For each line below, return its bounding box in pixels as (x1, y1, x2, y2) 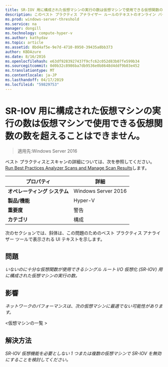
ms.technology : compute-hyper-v (5, 31, 72, 36)
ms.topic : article (5, 40, 43, 45)
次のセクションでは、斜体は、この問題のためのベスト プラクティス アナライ (5, 229, 161, 236)
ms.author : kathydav (5, 36, 48, 41)
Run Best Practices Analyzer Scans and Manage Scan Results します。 (5, 165, 149, 171)
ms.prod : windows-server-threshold (5, 17, 79, 22)
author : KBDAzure (5, 49, 41, 54)
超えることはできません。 (40, 130, 145, 142)
